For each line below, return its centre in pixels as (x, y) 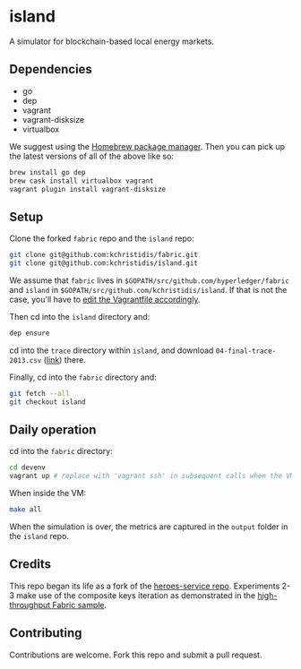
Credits (30, 565)
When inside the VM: (48, 493)
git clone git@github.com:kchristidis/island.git (104, 263)
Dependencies (51, 69)
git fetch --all (39, 393)
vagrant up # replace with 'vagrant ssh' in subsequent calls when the (146, 476)
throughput (30, 605)
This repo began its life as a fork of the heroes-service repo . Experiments (145, 586)
